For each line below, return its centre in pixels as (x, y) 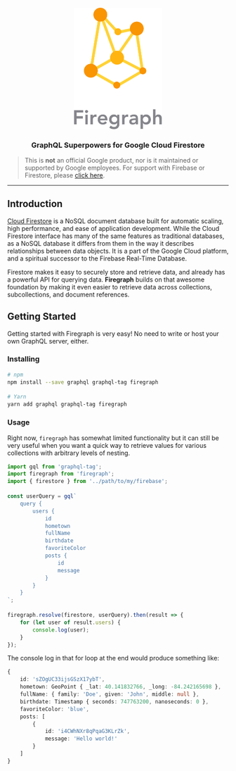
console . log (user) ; (61, 630)
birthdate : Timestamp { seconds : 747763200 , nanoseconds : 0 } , (114, 701)
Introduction (35, 204)
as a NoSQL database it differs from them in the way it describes (101, 243)
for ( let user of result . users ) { (70, 622)
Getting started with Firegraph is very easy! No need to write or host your (113, 333)
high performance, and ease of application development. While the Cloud (113, 228)
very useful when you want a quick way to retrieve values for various (107, 445)
